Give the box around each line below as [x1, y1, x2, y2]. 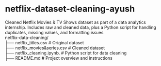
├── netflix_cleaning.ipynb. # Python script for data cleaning [5, 50, 127, 56]
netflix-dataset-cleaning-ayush [5, 3, 135, 14]
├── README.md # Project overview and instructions [5, 55, 113, 61]
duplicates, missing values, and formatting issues [5, 29, 104, 35]
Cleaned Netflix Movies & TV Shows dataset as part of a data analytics [5, 19, 146, 25]
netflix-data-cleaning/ [5, 35, 48, 40]
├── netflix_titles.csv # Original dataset [5, 40, 84, 45]
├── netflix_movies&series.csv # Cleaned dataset [5, 45, 105, 51]
